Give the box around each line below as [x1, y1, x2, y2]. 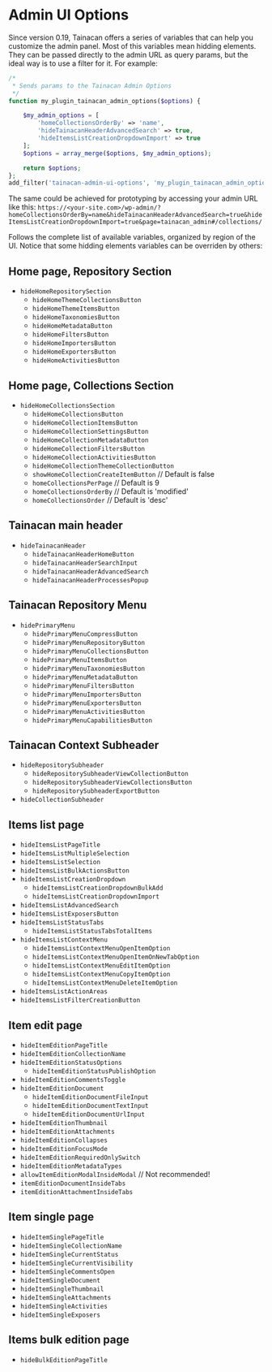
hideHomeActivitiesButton [32, 357, 120, 365]
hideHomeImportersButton [32, 340, 117, 348]
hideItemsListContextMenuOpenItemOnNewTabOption [32, 953, 200, 962]
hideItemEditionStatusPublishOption [32, 1067, 156, 1076]
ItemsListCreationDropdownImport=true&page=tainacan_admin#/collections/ [8, 218, 263, 227]
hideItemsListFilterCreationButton [19, 997, 141, 1005]
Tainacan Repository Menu [8, 599, 147, 612]
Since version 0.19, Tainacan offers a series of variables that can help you [8, 32, 253, 42]
